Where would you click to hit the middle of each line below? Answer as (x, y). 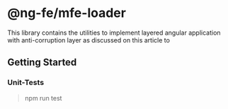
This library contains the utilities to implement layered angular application (114, 33)
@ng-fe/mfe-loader (67, 13)
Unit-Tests (26, 83)
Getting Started (42, 63)
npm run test (43, 98)
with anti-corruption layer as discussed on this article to (89, 40)
